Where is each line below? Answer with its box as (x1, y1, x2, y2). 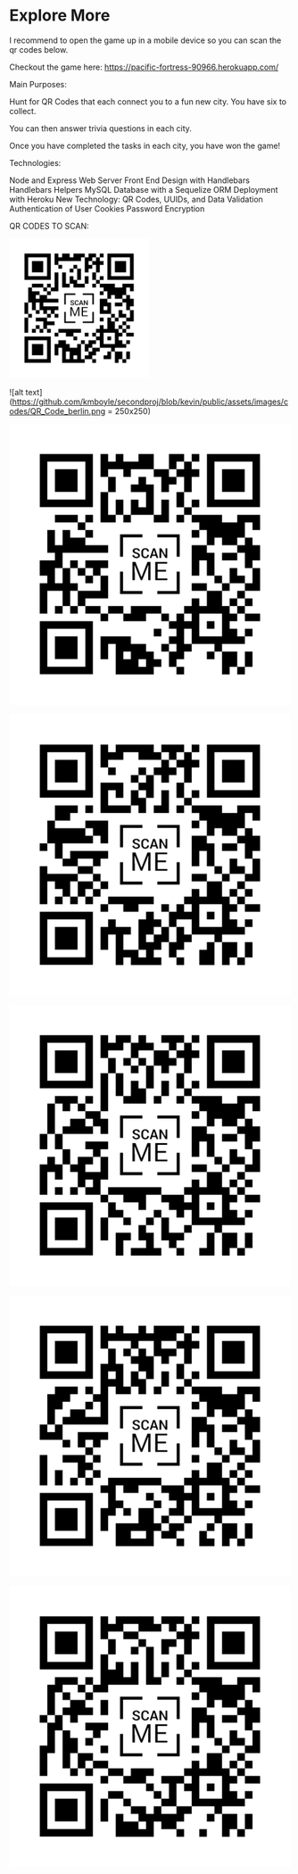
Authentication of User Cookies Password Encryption (9, 203, 205, 214)
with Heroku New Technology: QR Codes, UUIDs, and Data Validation (9, 194, 263, 204)
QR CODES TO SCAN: (9, 220, 89, 231)
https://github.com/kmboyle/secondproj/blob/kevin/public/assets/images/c (12, 396, 288, 407)
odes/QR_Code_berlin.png (9, 405, 106, 416)
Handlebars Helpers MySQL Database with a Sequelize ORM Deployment (9, 184, 278, 195)
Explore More (9, 5, 111, 26)
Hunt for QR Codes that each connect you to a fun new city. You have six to (9, 95, 287, 107)
